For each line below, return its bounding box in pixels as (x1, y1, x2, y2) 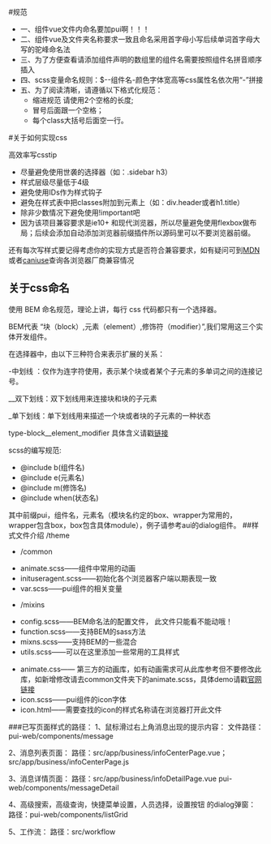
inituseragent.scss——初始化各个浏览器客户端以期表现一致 (19, 573, 217, 583)
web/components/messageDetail (8, 782, 119, 792)
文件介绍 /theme (15, 530, 71, 540)
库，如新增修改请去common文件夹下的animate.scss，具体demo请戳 (19, 674, 248, 683)
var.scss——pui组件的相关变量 (19, 583, 123, 593)
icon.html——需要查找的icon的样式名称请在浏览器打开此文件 (19, 705, 222, 714)
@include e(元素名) (19, 473, 85, 482)
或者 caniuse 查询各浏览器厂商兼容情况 (8, 255, 135, 265)
